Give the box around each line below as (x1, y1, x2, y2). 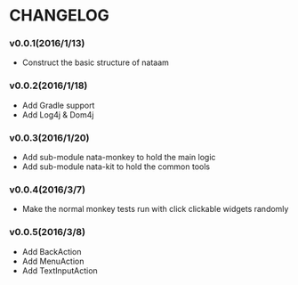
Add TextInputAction (21, 265, 98, 276)
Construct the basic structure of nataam (21, 57, 169, 68)
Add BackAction (21, 246, 82, 256)
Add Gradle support (21, 100, 95, 110)
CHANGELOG (9, 5, 109, 26)
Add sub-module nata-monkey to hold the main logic (21, 152, 216, 163)
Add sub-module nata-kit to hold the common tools (21, 161, 211, 172)
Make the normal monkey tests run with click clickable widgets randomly (21, 204, 289, 215)
